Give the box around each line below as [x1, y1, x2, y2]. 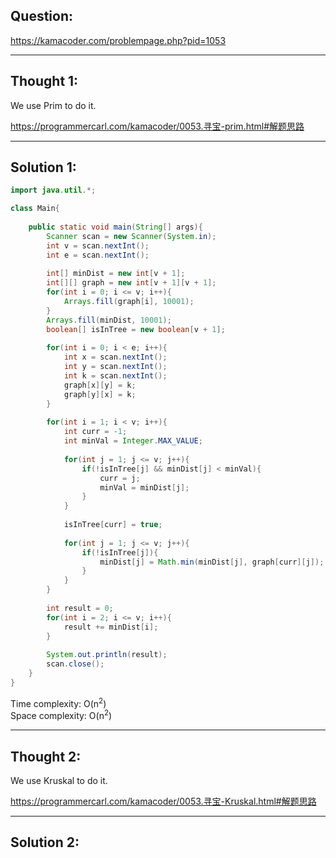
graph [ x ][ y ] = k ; [63, 380, 137, 390]
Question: [10, 8, 74, 25]
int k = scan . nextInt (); [63, 371, 168, 381]
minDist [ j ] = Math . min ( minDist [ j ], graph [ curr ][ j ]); [99, 557, 325, 567]
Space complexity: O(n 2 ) [10, 708, 113, 722]
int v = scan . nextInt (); [46, 240, 150, 251]
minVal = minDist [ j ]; [99, 482, 190, 493]
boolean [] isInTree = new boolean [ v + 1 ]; [46, 324, 226, 334]
